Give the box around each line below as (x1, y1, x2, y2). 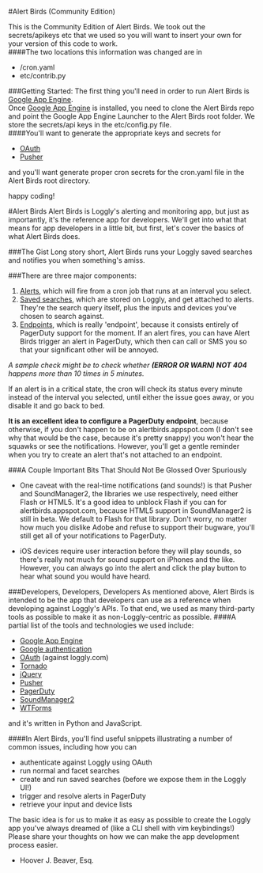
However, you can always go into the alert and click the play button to (19, 564, 247, 572)
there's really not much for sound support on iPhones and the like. (19, 555, 235, 564)
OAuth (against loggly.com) (19, 653, 109, 662)
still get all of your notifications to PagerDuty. (19, 531, 167, 541)
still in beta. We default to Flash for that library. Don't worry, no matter (19, 514, 247, 523)
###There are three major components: (8, 271, 137, 280)
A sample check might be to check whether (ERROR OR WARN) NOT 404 (8, 360, 247, 370)
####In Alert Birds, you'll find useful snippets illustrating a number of (8, 734, 233, 743)
